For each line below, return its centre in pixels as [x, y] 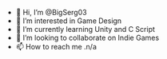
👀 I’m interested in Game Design [69, 21]
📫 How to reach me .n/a [56, 47]
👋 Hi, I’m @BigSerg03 [51, 12]
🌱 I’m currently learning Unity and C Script [85, 29]
